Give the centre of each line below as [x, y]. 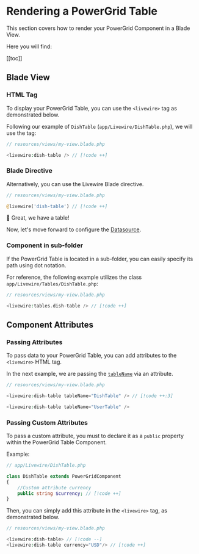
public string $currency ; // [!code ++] [69, 493]
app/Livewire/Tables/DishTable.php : [52, 283]
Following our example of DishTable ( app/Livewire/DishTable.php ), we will [99, 126]
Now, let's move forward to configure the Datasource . [74, 229]
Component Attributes [50, 325]
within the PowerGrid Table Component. [56, 442]
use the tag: [21, 133]
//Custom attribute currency [54, 487]
